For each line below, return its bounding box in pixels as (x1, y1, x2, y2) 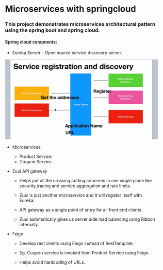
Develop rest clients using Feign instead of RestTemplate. (19, 240, 134, 247)
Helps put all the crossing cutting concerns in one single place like (19, 178, 152, 184)
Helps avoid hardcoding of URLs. (19, 259, 86, 265)
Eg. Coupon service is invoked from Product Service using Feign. (19, 250, 149, 256)
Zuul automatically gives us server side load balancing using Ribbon (19, 216, 155, 222)
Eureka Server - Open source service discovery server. (12, 50, 123, 56)
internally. (19, 222, 39, 228)
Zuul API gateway (12, 168, 48, 174)
